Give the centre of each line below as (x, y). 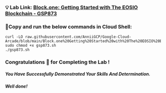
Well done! (17, 86)
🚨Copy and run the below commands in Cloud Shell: (69, 27)
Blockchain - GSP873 (31, 13)
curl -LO (14, 37)
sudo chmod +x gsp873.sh (31, 46)
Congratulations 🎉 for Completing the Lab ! (58, 62)
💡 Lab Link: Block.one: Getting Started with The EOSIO (72, 7)
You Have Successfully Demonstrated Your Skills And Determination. (78, 74)
